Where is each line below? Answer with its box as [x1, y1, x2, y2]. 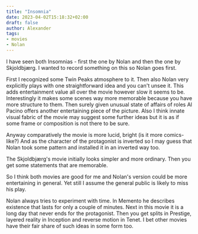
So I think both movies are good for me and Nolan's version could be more [6, 173, 187, 180]
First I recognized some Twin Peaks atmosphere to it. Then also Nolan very [6, 75, 189, 83]
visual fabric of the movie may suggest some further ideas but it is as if [6, 113, 179, 120]
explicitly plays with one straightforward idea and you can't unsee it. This [6, 82, 184, 89]
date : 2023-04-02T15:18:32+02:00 [6, 14, 89, 20]
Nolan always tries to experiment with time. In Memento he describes [6, 197, 175, 204]
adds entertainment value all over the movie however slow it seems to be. [6, 88, 185, 95]
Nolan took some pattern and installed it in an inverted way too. [6, 143, 161, 151]
